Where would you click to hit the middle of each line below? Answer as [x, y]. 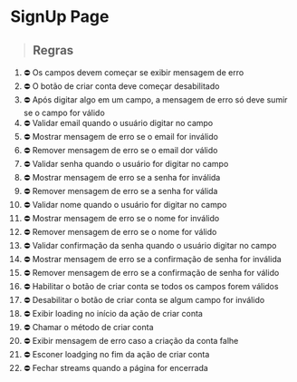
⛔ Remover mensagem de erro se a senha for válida [120, 191]
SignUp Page [60, 17]
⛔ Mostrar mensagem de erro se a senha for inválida [122, 177]
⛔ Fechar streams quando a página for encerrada [116, 368]
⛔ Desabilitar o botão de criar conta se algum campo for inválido [144, 300]
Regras [53, 50]
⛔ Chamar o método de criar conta [88, 327]
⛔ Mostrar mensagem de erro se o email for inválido [120, 137]
